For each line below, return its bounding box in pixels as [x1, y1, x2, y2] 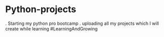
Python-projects [5, 4, 76, 15]
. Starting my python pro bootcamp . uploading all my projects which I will [5, 20, 159, 26]
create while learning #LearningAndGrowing [5, 25, 98, 31]
